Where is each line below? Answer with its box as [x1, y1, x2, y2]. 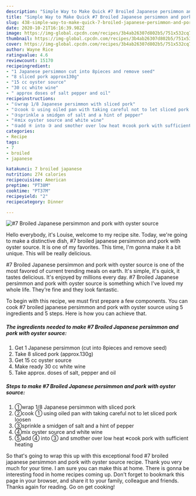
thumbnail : [6, 36, 33, 42]
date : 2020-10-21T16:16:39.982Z [6, 25, 85, 31]
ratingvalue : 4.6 [6, 52, 48, 58]
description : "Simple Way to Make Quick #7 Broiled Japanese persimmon [6, 8, 184, 15]
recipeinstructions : [6, 95, 57, 101]
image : [6, 30, 22, 36]
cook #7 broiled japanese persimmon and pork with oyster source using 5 [6, 304, 184, 311]
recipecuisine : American [6, 177, 66, 183]
